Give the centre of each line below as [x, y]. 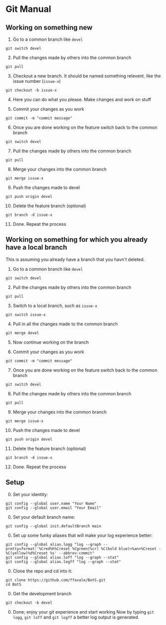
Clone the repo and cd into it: [42, 571]
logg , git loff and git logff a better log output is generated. [76, 617]
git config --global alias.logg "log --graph [53, 544]
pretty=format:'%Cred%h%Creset [38, 549]
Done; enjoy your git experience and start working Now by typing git [83, 612]
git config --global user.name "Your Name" [51, 503]
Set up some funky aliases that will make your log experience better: [83, 535]
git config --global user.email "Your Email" [53, 508]
